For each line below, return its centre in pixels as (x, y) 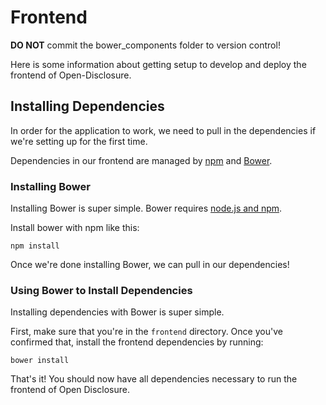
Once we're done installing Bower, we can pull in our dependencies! (150, 265)
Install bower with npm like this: (75, 228)
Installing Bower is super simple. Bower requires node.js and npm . (146, 208)
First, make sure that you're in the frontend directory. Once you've (146, 332)
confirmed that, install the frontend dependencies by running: (137, 342)
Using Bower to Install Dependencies (101, 290)
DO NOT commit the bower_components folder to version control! (145, 45)
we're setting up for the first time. (79, 141)
